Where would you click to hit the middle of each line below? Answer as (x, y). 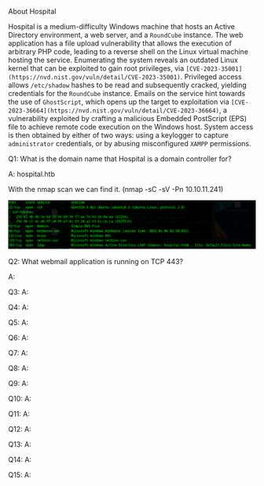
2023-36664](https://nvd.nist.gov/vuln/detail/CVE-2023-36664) (114, 111)
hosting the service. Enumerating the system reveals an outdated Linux (123, 60)
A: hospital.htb (32, 174)
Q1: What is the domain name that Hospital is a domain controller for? (120, 159)
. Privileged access (211, 77)
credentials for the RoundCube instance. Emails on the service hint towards (127, 93)
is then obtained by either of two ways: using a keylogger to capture (119, 135)
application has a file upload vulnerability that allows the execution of (120, 43)
